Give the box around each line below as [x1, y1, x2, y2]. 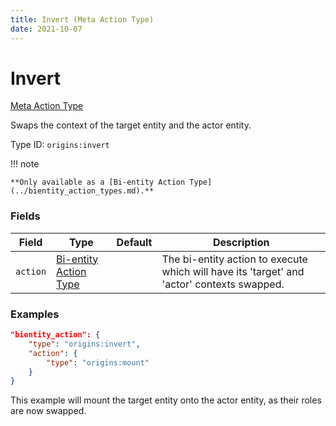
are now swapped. [10, 405, 87, 417]
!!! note [10, 158, 40, 170]
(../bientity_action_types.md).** [10, 186, 155, 196]
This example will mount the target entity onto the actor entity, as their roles [10, 394, 322, 406]
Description [212, 235, 270, 249]
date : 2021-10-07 [10, 24, 83, 34]
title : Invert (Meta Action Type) [10, 14, 155, 25]
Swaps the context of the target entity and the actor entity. [10, 119, 252, 131]
